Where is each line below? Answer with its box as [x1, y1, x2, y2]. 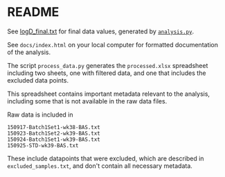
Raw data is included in [7, 110, 74, 119]
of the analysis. [7, 48, 51, 56]
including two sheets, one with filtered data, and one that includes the [7, 69, 206, 77]
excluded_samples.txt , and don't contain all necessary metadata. [7, 161, 192, 170]
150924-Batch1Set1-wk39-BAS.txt [7, 136, 100, 143]
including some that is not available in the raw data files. [7, 96, 168, 105]
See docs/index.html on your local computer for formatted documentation [7, 40, 219, 49]
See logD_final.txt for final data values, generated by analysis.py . [7, 27, 195, 35]
